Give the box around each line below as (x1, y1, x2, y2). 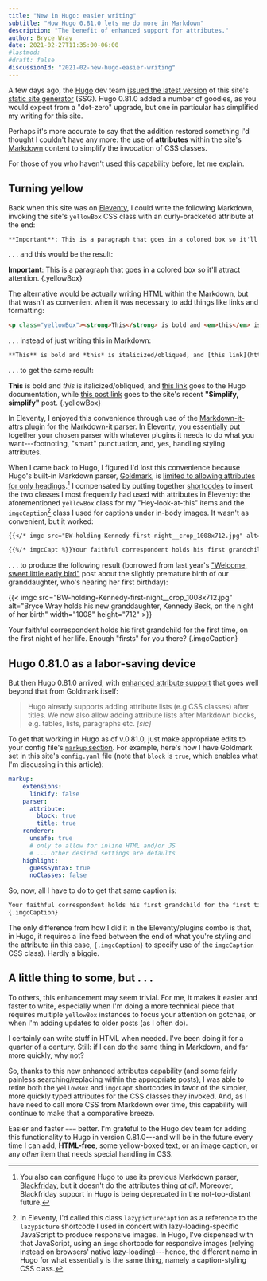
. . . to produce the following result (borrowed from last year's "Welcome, (8, 560, 248, 570)
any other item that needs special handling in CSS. (8, 1149, 173, 1158)
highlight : (22, 856, 59, 865)
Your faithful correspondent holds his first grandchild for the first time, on (8, 625, 249, 635)
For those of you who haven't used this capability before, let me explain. (8, 159, 245, 168)
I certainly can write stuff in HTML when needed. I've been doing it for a (8, 1033, 244, 1043)
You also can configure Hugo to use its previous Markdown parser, (19, 1172, 238, 1181)
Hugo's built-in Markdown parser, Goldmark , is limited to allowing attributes (8, 471, 256, 481)
